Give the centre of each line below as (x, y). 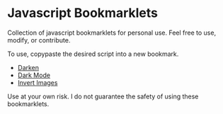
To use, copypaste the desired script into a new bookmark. (93, 54)
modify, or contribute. (39, 40)
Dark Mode (34, 75)
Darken (28, 67)
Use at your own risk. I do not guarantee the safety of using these (103, 96)
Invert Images (38, 82)
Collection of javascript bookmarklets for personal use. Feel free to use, (112, 33)
